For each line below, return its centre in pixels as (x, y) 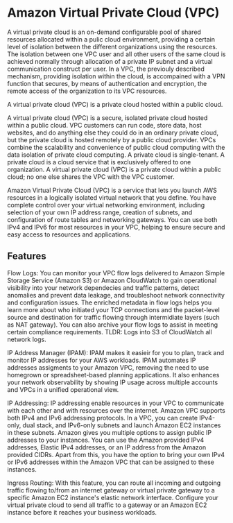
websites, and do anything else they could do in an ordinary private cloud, (113, 132)
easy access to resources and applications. (69, 234)
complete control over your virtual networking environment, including (106, 205)
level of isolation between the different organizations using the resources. (112, 46)
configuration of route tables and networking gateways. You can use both (112, 219)
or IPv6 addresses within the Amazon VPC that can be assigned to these (111, 462)
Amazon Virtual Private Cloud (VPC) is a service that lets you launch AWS (112, 190)
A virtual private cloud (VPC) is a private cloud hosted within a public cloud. (115, 104)
